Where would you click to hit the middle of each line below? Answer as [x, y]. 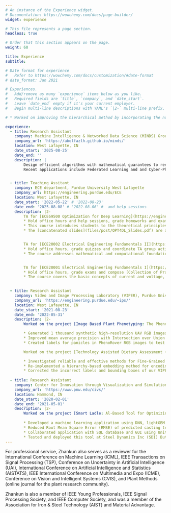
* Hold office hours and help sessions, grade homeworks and [90, 221]
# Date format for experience [37, 70]
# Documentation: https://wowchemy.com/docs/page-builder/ [69, 15]
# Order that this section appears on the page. [58, 43]
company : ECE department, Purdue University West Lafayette [79, 188]
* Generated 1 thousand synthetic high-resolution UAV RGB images [95, 333]
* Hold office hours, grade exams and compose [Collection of [91, 272]
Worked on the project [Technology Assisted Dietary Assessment [93, 352]
